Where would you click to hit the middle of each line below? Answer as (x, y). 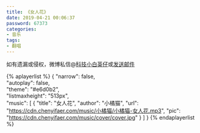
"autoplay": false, (28, 82)
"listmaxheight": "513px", (38, 96)
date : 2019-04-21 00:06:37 (41, 18)
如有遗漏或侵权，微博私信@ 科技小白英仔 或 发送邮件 (71, 64)
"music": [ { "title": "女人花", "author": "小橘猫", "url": (72, 103)
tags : (13, 40)
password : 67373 (27, 23)
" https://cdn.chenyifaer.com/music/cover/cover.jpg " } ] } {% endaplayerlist (101, 117)
